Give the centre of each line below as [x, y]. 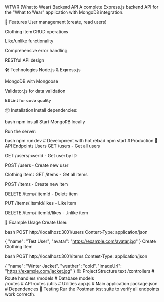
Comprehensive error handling [36, 50]
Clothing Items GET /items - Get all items [46, 175]
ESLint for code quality [28, 100]
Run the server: [21, 131]
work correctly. [20, 294]
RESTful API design [25, 60]
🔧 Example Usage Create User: [36, 222]
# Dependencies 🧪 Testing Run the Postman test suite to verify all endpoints [82, 289]
